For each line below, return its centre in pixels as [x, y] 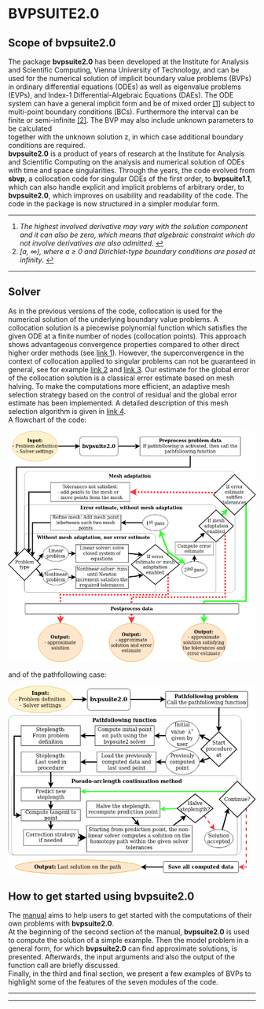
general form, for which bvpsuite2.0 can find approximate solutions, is [123, 948]
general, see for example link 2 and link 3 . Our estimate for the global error [129, 369]
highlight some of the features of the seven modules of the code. [113, 982]
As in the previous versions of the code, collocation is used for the [115, 311]
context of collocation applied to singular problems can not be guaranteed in [132, 361]
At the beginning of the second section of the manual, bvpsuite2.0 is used [129, 932]
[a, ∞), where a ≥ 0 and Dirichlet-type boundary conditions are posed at [137, 251]
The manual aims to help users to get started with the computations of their [130, 915]
